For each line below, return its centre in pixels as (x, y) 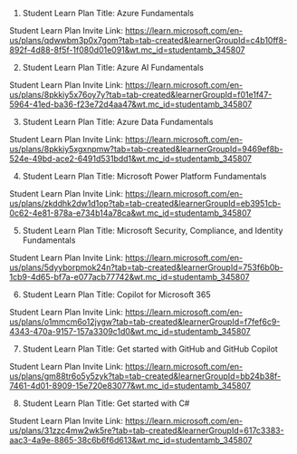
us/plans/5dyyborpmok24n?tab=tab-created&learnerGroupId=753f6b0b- (146, 267)
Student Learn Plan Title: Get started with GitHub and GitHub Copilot (150, 349)
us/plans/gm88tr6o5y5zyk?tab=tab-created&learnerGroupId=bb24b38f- (145, 376)
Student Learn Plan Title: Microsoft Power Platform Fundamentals (144, 176)
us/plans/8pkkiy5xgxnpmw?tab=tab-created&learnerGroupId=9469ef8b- (146, 149)
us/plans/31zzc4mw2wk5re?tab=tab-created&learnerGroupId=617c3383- (147, 430)
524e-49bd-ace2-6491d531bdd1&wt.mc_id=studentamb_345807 (130, 159)
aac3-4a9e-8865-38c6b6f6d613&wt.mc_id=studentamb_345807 (131, 440)
